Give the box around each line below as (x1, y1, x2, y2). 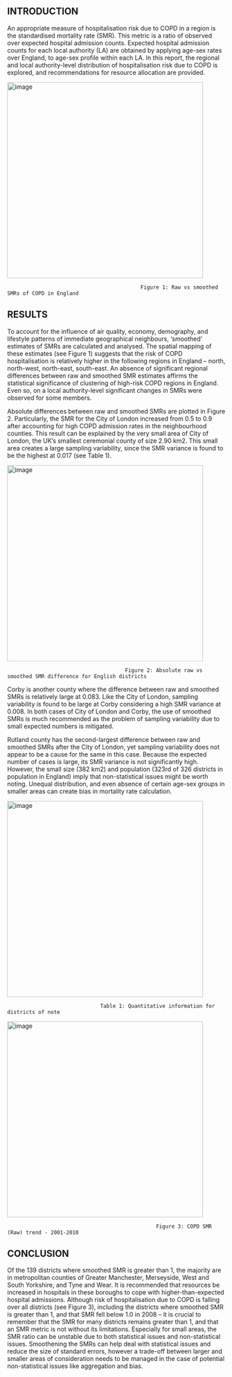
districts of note (7, 1008, 60, 1015)
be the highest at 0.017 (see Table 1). (7, 451, 112, 459)
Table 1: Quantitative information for (100, 1002, 215, 1009)
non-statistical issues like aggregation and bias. (7, 1362, 143, 1370)
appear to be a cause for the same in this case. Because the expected (7, 750, 207, 759)
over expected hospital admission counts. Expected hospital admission (7, 38, 210, 47)
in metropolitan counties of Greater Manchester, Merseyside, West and (7, 1274, 210, 1282)
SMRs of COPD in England (7, 289, 79, 297)
